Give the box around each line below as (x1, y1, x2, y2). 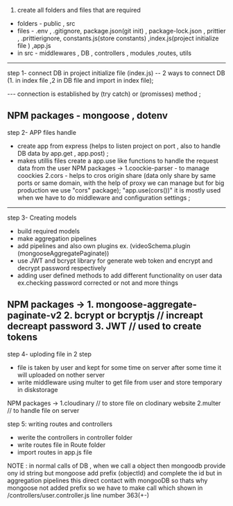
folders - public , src (17, 19, 76, 27)
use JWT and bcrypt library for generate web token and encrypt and (17, 256, 213, 265)
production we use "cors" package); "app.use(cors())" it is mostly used (17, 186, 221, 194)
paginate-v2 (7, 309, 62, 322)
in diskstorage (17, 385, 58, 393)
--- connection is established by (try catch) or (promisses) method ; (7, 90, 201, 98)
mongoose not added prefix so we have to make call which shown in (7, 483, 203, 492)
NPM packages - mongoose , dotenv (7, 110, 168, 122)
